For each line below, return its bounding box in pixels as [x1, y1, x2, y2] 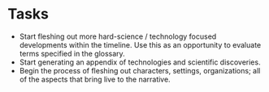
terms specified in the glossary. [19, 48, 125, 58]
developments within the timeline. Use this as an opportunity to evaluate [19, 40, 262, 49]
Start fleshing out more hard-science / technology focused [19, 31, 217, 41]
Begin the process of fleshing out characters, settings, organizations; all [19, 65, 261, 75]
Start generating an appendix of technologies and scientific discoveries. [19, 57, 261, 67]
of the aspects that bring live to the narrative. [19, 74, 171, 84]
